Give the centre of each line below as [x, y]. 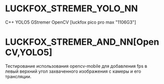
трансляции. [18, 76]
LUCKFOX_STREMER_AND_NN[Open [82, 42]
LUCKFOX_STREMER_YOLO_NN [72, 9]
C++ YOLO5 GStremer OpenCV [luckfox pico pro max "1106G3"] [71, 22]
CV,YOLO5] [29, 53]
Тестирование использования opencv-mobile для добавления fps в [76, 66]
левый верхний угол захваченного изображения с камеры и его [73, 71]
